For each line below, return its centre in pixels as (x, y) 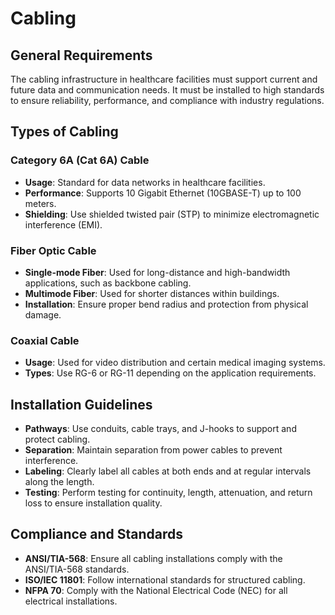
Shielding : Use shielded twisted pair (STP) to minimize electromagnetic (172, 214)
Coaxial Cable (45, 340)
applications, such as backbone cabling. (108, 283)
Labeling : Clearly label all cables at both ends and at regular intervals (168, 471)
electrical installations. (71, 601)
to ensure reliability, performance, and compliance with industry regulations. (167, 100)
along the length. (59, 482)
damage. (43, 314)
